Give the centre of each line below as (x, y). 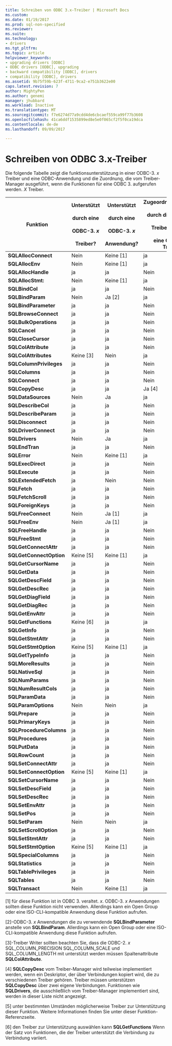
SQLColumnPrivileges (35, 364)
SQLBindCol (23, 289)
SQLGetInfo (22, 630)
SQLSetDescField (29, 789)
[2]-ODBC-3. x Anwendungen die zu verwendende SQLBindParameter (80, 922)
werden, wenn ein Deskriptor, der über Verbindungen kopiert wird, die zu (82, 975)
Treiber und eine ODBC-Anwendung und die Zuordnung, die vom (74, 179)
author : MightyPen (25, 91)
